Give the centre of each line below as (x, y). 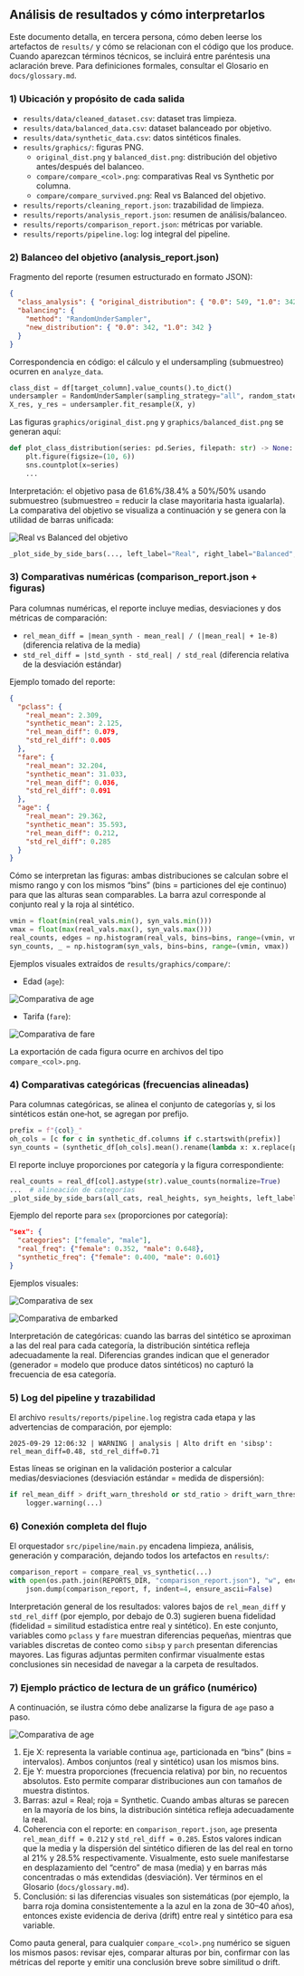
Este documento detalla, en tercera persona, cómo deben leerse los (136, 36)
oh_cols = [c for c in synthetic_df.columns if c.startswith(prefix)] (145, 1139)
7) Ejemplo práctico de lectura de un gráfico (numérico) (133, 1687)
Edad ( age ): (43, 981)
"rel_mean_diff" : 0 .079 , (72, 732)
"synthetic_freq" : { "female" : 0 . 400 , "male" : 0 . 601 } (119, 1258)
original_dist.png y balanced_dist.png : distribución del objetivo (157, 157)
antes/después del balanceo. (90, 167)
